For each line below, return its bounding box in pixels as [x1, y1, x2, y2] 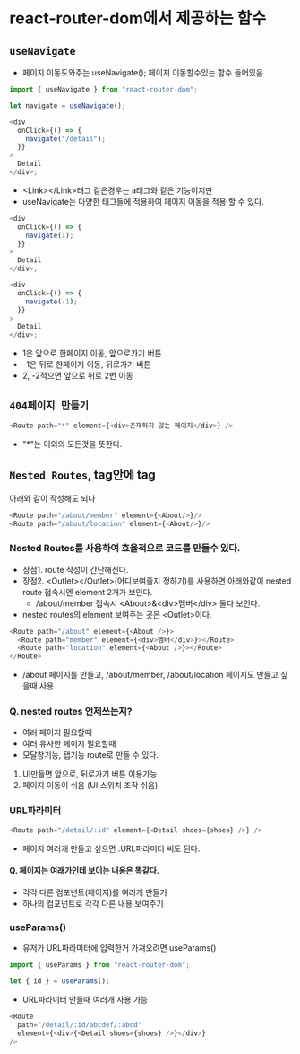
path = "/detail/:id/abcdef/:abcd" [17, 1020, 142, 1029]
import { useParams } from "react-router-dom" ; [9, 961, 191, 970]
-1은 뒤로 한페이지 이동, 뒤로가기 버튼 [21, 359, 151, 370]
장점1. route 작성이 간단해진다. [21, 564, 129, 575]
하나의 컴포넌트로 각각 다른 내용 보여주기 [21, 898, 164, 909]
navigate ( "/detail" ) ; [25, 134, 106, 144]
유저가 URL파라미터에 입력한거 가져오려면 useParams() [21, 943, 217, 953]
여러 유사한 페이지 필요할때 [21, 738, 116, 750]
